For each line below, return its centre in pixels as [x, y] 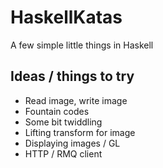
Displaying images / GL [72, 143]
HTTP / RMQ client [63, 153]
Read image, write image [76, 100]
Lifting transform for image [80, 132]
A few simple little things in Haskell [82, 45]
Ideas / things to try [72, 76]
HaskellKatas [66, 17]
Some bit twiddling [63, 122]
